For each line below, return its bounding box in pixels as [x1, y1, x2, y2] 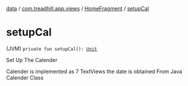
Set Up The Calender [6, 56, 58, 64]
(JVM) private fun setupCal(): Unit [6, 45, 97, 52]
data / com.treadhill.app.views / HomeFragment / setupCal [6, 5, 149, 12]
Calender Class [6, 74, 44, 81]
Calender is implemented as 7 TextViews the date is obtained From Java [6, 68, 183, 75]
